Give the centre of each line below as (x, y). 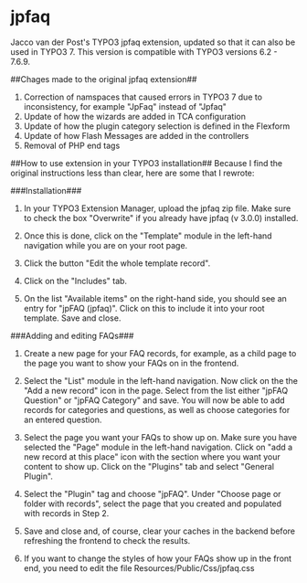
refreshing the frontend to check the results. (107, 540)
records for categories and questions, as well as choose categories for (157, 409)
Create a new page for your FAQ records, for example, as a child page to (160, 353)
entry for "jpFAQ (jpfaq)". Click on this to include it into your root (144, 308)
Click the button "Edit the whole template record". (117, 263)
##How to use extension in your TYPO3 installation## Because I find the (147, 163)
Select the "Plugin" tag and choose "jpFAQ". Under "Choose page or (152, 493)
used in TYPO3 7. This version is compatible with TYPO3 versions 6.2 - (144, 51)
